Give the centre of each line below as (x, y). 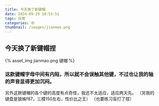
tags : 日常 (15, 18)
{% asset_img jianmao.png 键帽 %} (40, 60)
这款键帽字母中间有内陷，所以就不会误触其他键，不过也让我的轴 (79, 74)
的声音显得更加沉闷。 (30, 81)
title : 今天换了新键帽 (25, 9)
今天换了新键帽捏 (30, 48)
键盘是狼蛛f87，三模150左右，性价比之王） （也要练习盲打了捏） (70, 99)
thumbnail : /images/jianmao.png (37, 27)
